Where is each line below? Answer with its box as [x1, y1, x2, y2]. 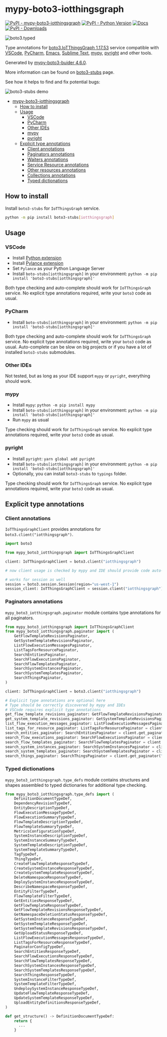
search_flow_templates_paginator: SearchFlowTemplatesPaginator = [5, 740, 146, 744]
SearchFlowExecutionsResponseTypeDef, [14, 954, 94, 959]
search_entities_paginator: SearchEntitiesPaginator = [5, 730, 121, 736]
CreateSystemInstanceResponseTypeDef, [14, 866, 94, 871]
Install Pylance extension [12, 260, 64, 266]
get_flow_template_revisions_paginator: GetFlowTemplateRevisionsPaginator [5, 712, 166, 717]
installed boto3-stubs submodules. [5, 349, 76, 355]
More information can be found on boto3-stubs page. [5, 69, 115, 75]
